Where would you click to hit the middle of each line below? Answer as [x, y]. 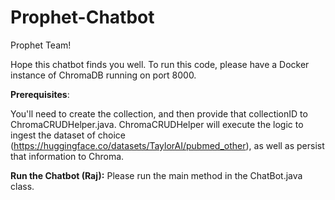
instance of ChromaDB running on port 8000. [103, 75]
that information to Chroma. [67, 156]
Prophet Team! [41, 45]
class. [22, 186]
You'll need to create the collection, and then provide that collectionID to [159, 113]
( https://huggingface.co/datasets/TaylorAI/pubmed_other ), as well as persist [167, 145]
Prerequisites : [40, 94]
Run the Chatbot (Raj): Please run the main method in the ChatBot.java [156, 175]
